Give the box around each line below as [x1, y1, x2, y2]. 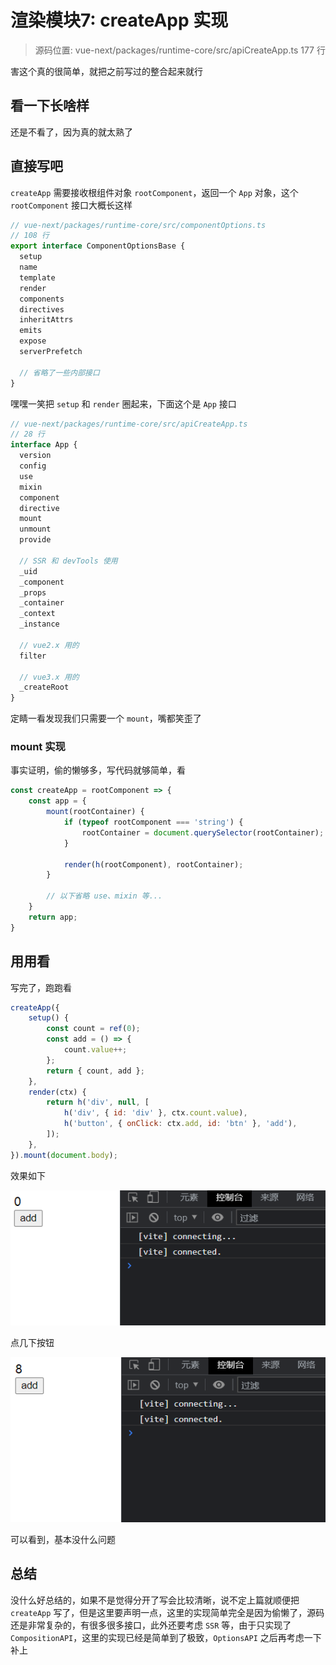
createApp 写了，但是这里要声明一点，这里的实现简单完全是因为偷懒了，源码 [10, 1606, 325, 1618]
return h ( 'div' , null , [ [46, 1097, 150, 1108]
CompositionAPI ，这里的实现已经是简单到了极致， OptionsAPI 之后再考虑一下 [10, 1631, 322, 1643]
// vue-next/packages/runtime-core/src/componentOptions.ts [10, 220, 267, 230]
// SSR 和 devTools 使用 [19, 556, 118, 566]
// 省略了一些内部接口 [19, 367, 100, 378]
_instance [19, 619, 60, 630]
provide [19, 535, 52, 545]
